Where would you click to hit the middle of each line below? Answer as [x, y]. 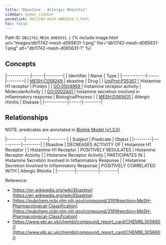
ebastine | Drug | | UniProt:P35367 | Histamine [114, 81]
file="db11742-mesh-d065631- [128, 43]
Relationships [27, 118]
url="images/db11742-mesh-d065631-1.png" [50, 43]
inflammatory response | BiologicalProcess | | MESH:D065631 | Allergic [78, 97]
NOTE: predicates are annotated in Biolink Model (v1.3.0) [62, 129]
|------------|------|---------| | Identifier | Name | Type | [62, 76]
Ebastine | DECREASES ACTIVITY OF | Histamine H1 [99, 144]
